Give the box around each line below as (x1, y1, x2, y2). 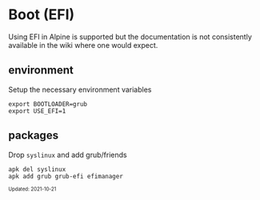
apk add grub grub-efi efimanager (8, 172, 124, 180)
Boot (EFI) (8, 6, 75, 24)
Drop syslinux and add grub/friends (8, 150, 127, 159)
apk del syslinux (8, 165, 66, 173)
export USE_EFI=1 (8, 107, 66, 115)
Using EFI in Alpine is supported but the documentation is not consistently (8, 32, 252, 41)
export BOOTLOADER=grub (8, 100, 88, 108)
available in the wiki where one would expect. (8, 40, 158, 49)
